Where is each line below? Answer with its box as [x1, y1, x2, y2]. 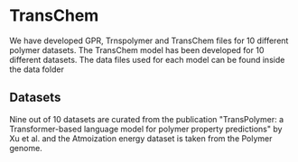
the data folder [9, 64, 65, 75]
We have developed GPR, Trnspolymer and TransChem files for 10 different [9, 35, 289, 46]
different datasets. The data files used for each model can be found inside [9, 54, 285, 65]
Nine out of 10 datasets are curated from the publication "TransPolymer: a [9, 113, 284, 124]
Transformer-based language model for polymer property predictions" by [9, 123, 283, 134]
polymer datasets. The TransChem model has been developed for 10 [9, 44, 265, 55]
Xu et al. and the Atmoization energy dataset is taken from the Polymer [9, 132, 273, 144]
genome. [9, 142, 42, 153]
